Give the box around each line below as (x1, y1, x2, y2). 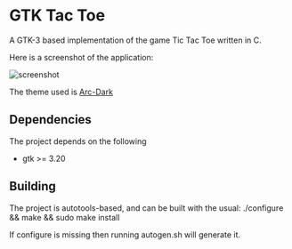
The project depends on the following (9, 135, 147, 147)
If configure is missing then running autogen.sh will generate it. (9, 229, 241, 240)
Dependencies (9, 112, 92, 127)
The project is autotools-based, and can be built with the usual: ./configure (9, 202, 284, 213)
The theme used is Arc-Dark (9, 86, 114, 97)
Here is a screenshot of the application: (9, 52, 154, 62)
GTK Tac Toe (9, 5, 105, 26)
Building (9, 179, 56, 194)
